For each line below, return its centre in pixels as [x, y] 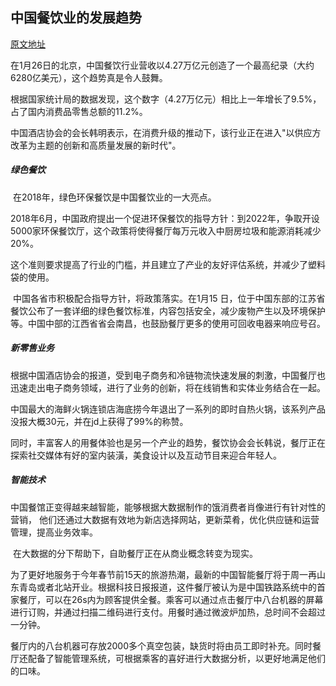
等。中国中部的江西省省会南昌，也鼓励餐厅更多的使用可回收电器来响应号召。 [168, 323]
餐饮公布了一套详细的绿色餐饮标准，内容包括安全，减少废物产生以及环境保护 [168, 310]
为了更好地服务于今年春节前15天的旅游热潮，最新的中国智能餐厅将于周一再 [163, 574]
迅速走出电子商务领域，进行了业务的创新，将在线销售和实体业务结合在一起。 [168, 387]
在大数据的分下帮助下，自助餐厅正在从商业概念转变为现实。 [135, 553]
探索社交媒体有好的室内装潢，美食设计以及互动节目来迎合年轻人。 [146, 455]
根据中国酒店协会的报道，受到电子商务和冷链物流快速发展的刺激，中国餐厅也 [168, 375]
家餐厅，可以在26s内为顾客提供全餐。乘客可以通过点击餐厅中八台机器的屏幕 [167, 599]
